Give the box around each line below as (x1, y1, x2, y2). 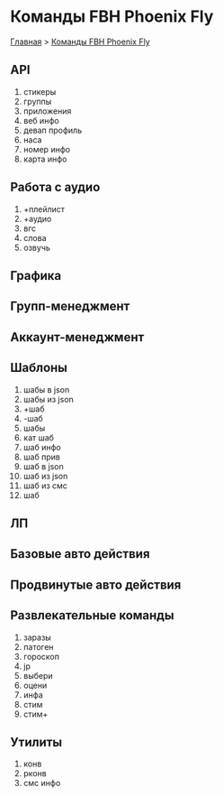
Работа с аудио (10, 180, 101, 195)
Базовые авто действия (10, 546, 151, 561)
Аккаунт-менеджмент (10, 329, 145, 345)
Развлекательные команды (10, 607, 174, 624)
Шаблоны (10, 360, 68, 375)
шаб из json (22, 470, 68, 481)
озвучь (22, 242, 50, 253)
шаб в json (22, 460, 64, 471)
